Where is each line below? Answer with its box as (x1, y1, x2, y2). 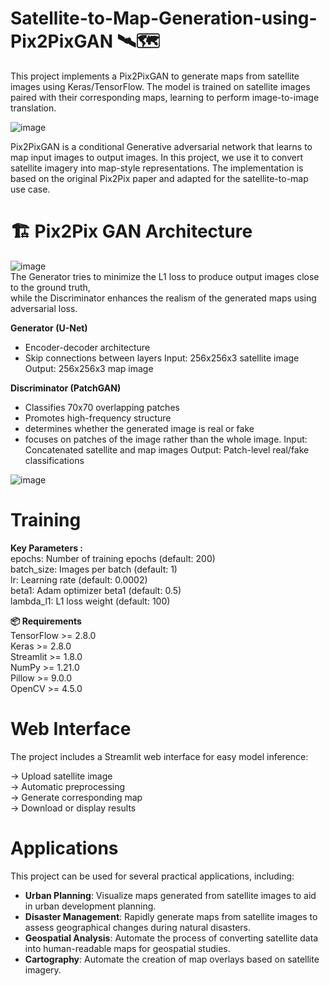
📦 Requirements (10, 615, 82, 627)
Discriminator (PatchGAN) (10, 382, 122, 394)
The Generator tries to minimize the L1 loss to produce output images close (10, 270, 320, 282)
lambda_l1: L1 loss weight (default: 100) (10, 595, 171, 607)
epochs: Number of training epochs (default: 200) (10, 552, 216, 564)
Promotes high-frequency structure (24, 412, 172, 424)
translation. (10, 102, 57, 114)
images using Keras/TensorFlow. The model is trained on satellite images (10, 80, 311, 92)
